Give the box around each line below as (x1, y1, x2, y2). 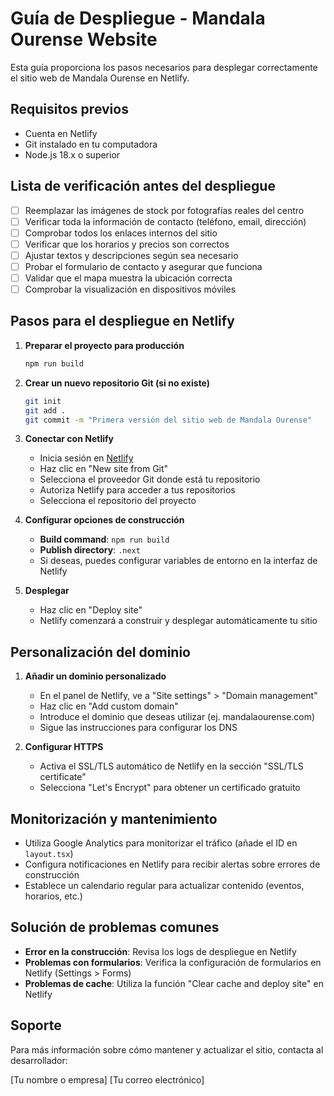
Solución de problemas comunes (10, 919, 220, 936)
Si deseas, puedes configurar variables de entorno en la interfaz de (39, 555, 318, 567)
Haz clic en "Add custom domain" (39, 700, 179, 712)
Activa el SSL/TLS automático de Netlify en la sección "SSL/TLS (39, 760, 304, 772)
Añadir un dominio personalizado (24, 670, 167, 682)
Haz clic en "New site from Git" (39, 463, 169, 475)
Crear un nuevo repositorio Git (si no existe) (24, 377, 211, 389)
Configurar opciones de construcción (24, 514, 185, 526)
